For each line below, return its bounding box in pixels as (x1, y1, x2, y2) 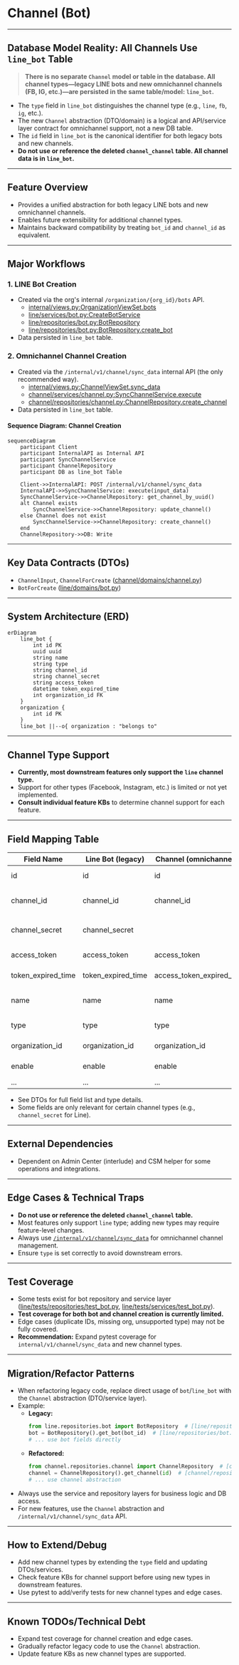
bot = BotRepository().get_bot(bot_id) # (28, 1430, 156, 1437)
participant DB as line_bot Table (20, 468, 122, 475)
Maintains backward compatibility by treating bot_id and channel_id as (17, 223, 226, 232)
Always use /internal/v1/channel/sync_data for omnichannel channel (17, 1233, 223, 1242)
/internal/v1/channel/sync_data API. (17, 1512, 127, 1520)
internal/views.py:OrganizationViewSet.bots (28, 303, 156, 311)
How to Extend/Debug (7, 1539, 107, 1551)
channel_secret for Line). (17, 1111, 91, 1119)
